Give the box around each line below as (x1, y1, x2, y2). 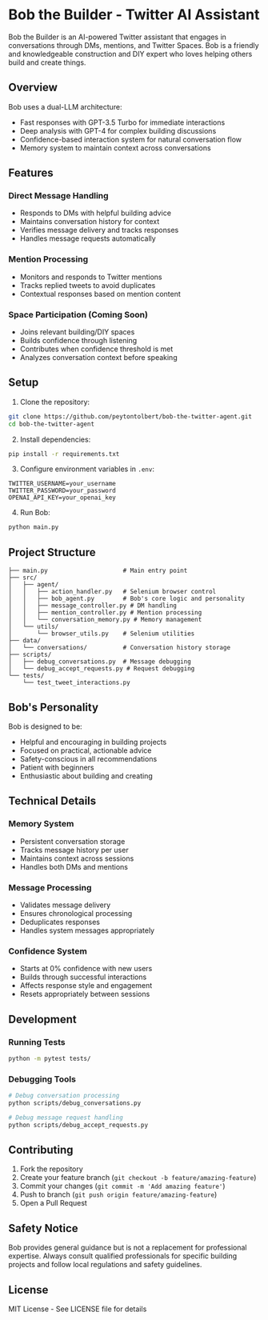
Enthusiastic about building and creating (19, 770, 154, 781)
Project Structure (8, 546, 96, 559)
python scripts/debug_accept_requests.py (8, 1121, 149, 1129)
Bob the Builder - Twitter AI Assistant (8, 6, 260, 24)
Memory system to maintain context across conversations (19, 142, 211, 153)
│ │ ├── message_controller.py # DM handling (8, 602, 178, 610)
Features (8, 166, 54, 180)
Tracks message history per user (19, 845, 130, 854)
